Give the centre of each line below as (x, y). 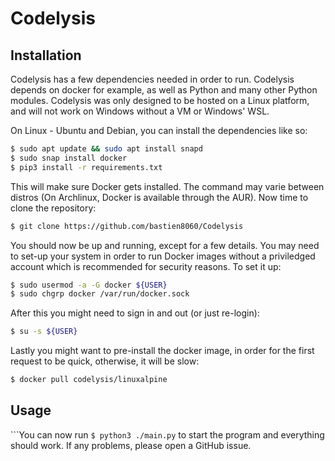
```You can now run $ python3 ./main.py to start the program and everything (167, 434)
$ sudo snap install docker (69, 158)
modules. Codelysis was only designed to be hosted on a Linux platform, (160, 100)
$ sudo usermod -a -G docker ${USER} (89, 285)
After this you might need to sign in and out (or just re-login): (135, 313)
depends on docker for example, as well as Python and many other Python (164, 90)
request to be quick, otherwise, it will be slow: (105, 361)
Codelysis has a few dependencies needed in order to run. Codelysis (152, 79)
